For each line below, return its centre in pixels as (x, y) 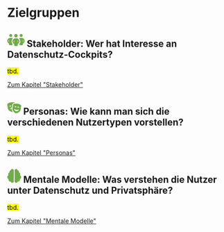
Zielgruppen (43, 13)
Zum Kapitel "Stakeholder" (45, 84)
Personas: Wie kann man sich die (96, 111)
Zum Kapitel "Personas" (42, 152)
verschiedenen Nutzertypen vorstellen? (95, 123)
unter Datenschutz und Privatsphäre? (90, 191)
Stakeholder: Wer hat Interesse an (102, 43)
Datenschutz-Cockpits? (60, 55)
